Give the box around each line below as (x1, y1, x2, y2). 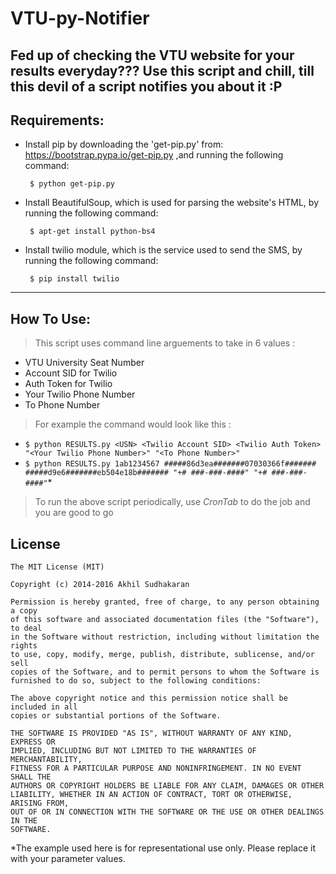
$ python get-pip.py (29, 179, 115, 189)
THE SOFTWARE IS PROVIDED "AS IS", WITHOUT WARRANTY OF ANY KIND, (10, 728, 293, 739)
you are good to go (34, 507, 114, 519)
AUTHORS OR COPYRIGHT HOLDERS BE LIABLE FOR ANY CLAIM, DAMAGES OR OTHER (10, 781, 325, 791)
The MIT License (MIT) (10, 562, 105, 572)
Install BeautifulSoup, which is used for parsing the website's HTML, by (24, 197, 319, 209)
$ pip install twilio (29, 274, 120, 284)
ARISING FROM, (10, 798, 70, 809)
